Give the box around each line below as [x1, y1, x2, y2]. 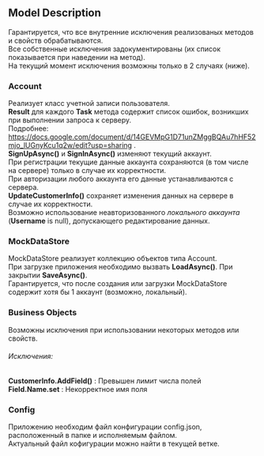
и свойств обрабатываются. [8, 36, 104, 45]
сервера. [8, 183, 40, 192]
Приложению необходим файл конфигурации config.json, [8, 422, 202, 432]
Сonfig [8, 404, 36, 415]
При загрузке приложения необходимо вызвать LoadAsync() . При [8, 262, 233, 272]
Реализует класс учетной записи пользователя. [8, 99, 170, 108]
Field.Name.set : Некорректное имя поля [8, 384, 148, 394]
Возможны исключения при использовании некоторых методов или [8, 325, 239, 334]
